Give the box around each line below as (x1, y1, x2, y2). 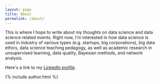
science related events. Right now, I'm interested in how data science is (5, 34, 149, 40)
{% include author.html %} (5, 74, 59, 80)
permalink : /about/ (5, 16, 45, 21)
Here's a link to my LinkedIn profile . (5, 65, 77, 70)
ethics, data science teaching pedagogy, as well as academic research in (5, 45, 152, 51)
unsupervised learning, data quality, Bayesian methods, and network (5, 50, 143, 56)
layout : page (5, 7, 32, 12)
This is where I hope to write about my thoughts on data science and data (5, 30, 153, 35)
